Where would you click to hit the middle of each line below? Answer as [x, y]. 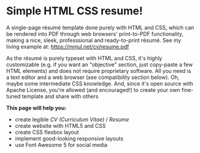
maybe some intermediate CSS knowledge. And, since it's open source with [100, 83]
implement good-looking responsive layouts [69, 138]
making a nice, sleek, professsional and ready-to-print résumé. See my [94, 40]
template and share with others [60, 96]
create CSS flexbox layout [47, 132]
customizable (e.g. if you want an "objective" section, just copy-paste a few [99, 65]
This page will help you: [37, 108]
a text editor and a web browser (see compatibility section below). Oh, [93, 77]
